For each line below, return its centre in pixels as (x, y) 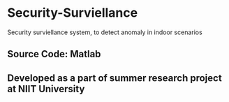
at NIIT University (46, 89)
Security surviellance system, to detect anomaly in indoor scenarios (105, 32)
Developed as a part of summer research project (114, 78)
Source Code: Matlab (54, 54)
